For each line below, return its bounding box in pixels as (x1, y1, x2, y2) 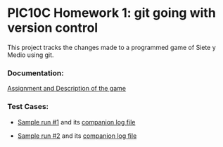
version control (7, 20, 98, 36)
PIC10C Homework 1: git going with (7, 5, 216, 21)
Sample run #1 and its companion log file (17, 117, 136, 126)
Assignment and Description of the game (7, 84, 127, 93)
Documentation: (7, 68, 65, 78)
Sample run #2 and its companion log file (17, 132, 137, 140)
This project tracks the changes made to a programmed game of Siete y (7, 43, 216, 51)
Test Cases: (7, 102, 49, 112)
